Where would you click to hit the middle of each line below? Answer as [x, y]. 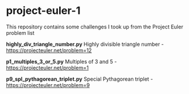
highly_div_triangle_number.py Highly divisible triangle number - [85, 44]
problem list [20, 32]
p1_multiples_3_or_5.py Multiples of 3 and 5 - [61, 62]
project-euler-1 [43, 11]
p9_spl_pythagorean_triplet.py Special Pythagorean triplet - [80, 79]
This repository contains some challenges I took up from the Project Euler [94, 27]
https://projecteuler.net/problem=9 [48, 85]
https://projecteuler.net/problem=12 [49, 50]
